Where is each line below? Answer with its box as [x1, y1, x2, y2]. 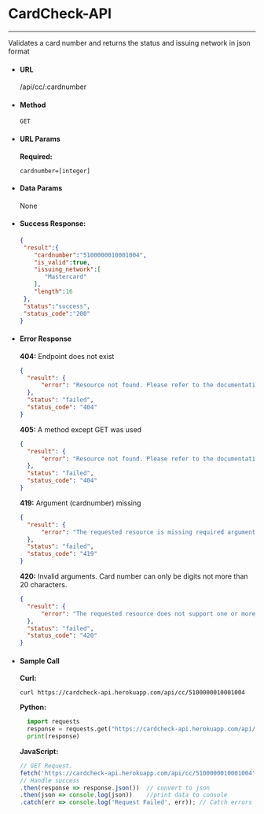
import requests [27, 718, 80, 726]
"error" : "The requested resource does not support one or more [40, 609, 256, 618]
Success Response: [19, 219, 86, 228]
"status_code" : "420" [27, 631, 98, 640]
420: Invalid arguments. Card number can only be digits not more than [19, 572, 249, 581]
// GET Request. [19, 761, 73, 770]
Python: [19, 702, 47, 712]
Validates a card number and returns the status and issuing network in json [8, 38, 251, 47]
